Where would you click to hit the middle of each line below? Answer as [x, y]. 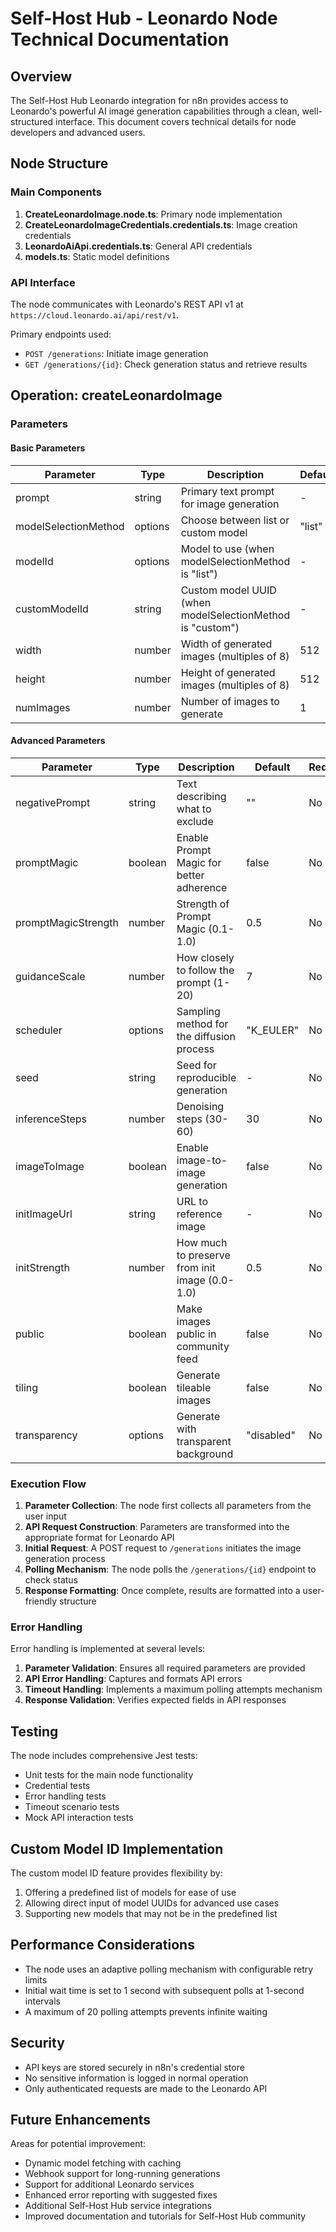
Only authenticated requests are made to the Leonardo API [146, 2088]
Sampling [198, 1011]
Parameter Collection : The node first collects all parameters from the [168, 1505]
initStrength [42, 1267]
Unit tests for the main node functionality [109, 1775]
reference [199, 1214]
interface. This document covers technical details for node [176, 121]
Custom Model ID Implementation [117, 1848]
